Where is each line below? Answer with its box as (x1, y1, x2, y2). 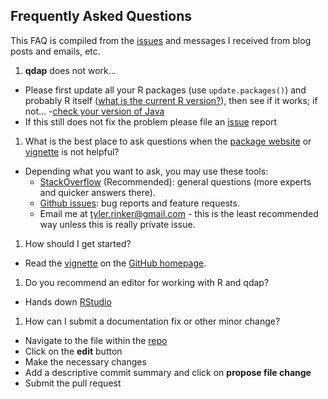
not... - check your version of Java (24, 105, 165, 117)
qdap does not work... (24, 64, 117, 76)
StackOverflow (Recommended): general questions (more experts (39, 175, 312, 188)
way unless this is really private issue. (39, 218, 196, 230)
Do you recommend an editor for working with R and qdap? (24, 276, 270, 288)
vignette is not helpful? (24, 145, 120, 158)
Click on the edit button (24, 345, 123, 357)
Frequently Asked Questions (10, 8, 193, 25)
